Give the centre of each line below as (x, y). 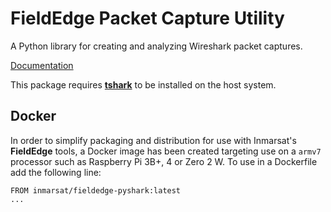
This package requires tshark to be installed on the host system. (143, 84)
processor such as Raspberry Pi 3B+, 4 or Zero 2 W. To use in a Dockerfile (164, 161)
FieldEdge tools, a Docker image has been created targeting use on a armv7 (166, 151)
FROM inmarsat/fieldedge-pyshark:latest (96, 190)
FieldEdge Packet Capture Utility (147, 18)
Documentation (42, 65)
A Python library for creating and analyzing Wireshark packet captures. (156, 46)
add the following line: (56, 172)
